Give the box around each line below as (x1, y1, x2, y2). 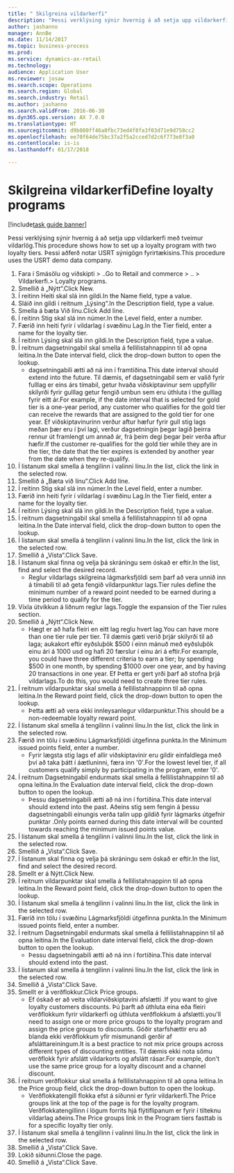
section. (17, 610, 42, 618)
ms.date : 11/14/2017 (8, 36, 68, 43)
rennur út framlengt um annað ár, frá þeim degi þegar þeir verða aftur (28, 432, 226, 440)
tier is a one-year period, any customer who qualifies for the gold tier (28, 402, 226, 411)
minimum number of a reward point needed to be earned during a (28, 588, 216, 596)
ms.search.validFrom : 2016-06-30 (8, 107, 105, 114)
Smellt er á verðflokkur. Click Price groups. (17, 988, 139, 996)
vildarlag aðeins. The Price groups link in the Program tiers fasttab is (28, 1113, 223, 1122)
